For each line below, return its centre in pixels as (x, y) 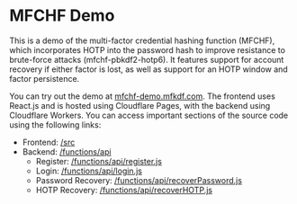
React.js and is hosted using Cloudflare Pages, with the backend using (140, 105)
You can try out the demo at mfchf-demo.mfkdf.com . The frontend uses (143, 96)
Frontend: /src (49, 142)
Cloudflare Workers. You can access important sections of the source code (149, 115)
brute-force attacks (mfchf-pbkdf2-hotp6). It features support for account (147, 59)
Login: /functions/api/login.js (89, 171)
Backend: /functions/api (67, 151)
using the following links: (55, 124)
